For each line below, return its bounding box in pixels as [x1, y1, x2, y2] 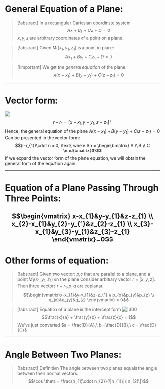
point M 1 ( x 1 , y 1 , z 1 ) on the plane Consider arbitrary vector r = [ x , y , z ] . [17, 276, 156, 283]
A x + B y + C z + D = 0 [67, 27, 110, 33]
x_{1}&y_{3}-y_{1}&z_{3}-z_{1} [35, 228, 130, 236]
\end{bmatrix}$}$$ [63, 148, 102, 153]
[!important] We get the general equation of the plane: [17, 64, 127, 70]
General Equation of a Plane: [5, 3, 124, 15]
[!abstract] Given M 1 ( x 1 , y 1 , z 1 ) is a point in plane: [17, 44, 114, 52]
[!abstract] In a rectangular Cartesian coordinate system [17, 20, 131, 26]
